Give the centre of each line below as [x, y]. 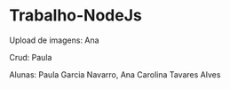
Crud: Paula [31, 57]
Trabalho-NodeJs [75, 16]
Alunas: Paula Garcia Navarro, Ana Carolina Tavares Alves [115, 74]
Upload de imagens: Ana [54, 40]
